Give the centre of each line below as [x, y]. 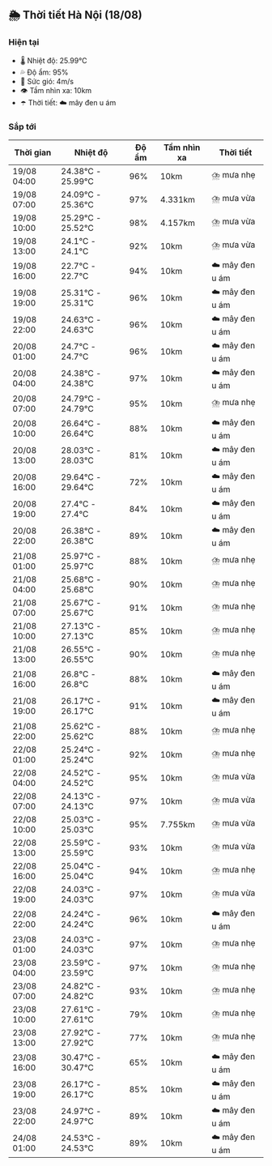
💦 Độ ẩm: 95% [44, 72]
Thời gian [33, 152]
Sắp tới [22, 126]
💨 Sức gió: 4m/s [47, 81]
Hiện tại [24, 42]
